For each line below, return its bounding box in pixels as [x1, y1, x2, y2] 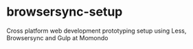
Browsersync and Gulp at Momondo [6, 33, 109, 42]
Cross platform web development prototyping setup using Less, [6, 27, 187, 35]
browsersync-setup [6, 4, 123, 20]
